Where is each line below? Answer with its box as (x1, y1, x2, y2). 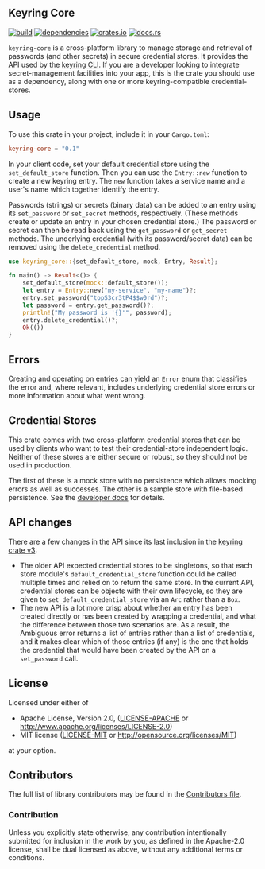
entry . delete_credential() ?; (22, 316, 119, 324)
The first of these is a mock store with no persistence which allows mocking (8, 475, 257, 485)
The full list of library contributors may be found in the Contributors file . (8, 789, 242, 799)
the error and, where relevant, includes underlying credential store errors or (8, 382, 255, 392)
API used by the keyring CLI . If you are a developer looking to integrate (8, 60, 240, 69)
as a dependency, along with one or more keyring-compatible (8, 76, 210, 86)
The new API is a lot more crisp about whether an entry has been (19, 603, 232, 612)
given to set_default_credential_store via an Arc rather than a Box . (19, 594, 240, 603)
